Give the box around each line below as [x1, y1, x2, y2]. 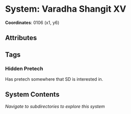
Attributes [5, 34, 37, 42]
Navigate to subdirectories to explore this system [5, 103, 105, 109]
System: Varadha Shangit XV [5, 3, 127, 15]
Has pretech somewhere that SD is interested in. [5, 76, 103, 82]
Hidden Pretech [5, 65, 43, 72]
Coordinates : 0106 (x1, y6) [5, 20, 60, 25]
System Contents [5, 91, 60, 99]
